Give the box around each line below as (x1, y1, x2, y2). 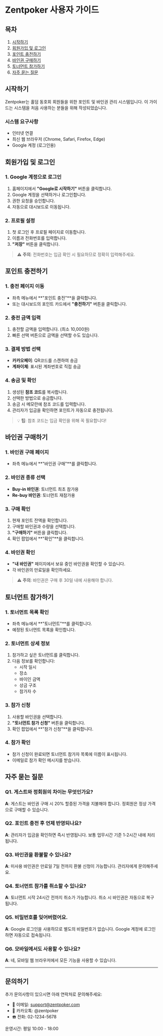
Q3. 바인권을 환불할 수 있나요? (5, 851, 72, 858)
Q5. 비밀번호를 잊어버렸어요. (5, 914, 68, 921)
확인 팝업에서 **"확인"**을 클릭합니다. (12, 535, 85, 542)
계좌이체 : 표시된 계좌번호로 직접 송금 (12, 364, 81, 370)
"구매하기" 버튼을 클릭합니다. (12, 529, 68, 535)
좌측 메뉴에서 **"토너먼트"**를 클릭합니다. (12, 620, 92, 627)
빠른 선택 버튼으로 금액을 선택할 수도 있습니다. (12, 332, 99, 338)
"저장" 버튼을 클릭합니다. (12, 241, 60, 247)
